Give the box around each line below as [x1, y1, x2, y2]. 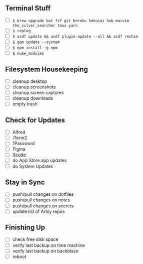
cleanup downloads [12, 95, 53, 101]
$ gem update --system [12, 40, 60, 45]
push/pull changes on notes [12, 197, 70, 203]
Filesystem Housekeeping [5, 65, 88, 73]
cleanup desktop [12, 78, 47, 84]
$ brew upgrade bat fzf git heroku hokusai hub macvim [12, 18, 129, 23]
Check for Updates [5, 115, 65, 124]
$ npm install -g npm [12, 45, 57, 51]
